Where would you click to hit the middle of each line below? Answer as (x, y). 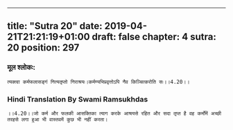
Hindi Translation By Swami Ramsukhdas (78, 99)
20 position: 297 (43, 48)
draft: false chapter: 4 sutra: (154, 37)
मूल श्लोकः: (21, 68)
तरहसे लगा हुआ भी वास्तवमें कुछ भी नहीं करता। (58, 119)
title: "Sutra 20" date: (55, 26)
